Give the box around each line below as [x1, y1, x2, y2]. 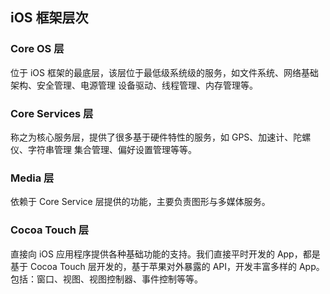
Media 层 [10, 171, 55, 185]
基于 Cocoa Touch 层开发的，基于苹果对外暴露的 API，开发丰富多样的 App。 [10, 260, 325, 272]
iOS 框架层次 [10, 9, 89, 27]
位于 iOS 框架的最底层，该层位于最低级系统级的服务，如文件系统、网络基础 [10, 66, 319, 78]
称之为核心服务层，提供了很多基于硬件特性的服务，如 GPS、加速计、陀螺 [10, 131, 312, 143]
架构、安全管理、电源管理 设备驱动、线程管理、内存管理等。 [10, 79, 258, 91]
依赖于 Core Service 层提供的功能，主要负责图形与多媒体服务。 [10, 196, 271, 208]
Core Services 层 [10, 106, 94, 120]
